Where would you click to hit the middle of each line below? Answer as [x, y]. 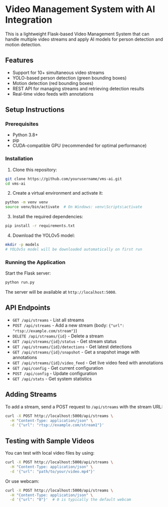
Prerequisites [22, 124]
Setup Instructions [35, 110]
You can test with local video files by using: [50, 453]
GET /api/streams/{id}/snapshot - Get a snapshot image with [76, 352]
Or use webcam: [22, 481]
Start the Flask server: [28, 273]
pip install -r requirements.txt [40, 226]
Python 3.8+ [25, 135]
